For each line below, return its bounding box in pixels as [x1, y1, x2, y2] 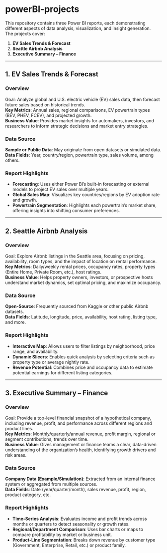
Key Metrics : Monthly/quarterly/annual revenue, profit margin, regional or [5, 431, 156, 437]
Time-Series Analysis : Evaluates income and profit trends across [12, 516, 147, 522]
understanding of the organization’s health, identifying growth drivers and [5, 447, 156, 453]
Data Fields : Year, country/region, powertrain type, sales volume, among [5, 152, 154, 158]
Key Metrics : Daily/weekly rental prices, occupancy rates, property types [5, 264, 156, 270]
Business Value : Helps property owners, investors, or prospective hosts [5, 274, 153, 280]
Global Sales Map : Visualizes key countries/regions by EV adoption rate [12, 192, 160, 198]
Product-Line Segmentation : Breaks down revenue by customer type [12, 537, 156, 543]
